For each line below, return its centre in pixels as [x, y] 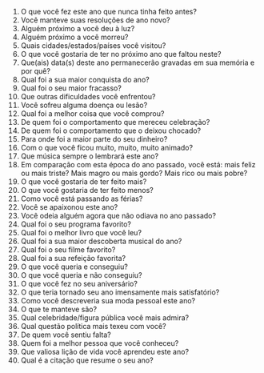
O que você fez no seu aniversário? [79, 284]
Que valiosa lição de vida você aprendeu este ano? [105, 352]
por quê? [36, 71]
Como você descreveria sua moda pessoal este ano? [108, 301]
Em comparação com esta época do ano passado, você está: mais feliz [138, 164]
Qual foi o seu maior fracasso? [71, 88]
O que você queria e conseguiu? [74, 267]
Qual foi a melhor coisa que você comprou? [92, 114]
